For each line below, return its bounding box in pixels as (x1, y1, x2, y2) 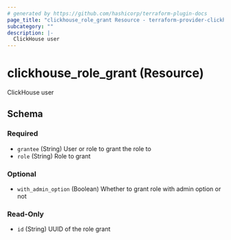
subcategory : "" (7, 23, 54, 30)
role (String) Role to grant (16, 152, 91, 160)
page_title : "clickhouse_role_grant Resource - (7, 17, 146, 23)
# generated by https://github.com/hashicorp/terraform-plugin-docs (7, 10, 208, 17)
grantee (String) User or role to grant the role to (16, 144, 151, 152)
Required (7, 129, 38, 139)
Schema (7, 108, 43, 120)
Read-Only (7, 209, 45, 219)
